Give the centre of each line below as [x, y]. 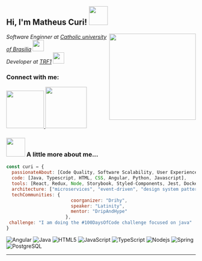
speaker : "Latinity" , [98, 206]
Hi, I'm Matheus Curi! [47, 22]
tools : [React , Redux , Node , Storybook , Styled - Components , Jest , [96, 184]
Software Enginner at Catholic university [57, 37]
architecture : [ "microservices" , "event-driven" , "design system [95, 189]
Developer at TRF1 [29, 61]
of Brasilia [19, 49]
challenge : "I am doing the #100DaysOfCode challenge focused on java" [100, 223]
